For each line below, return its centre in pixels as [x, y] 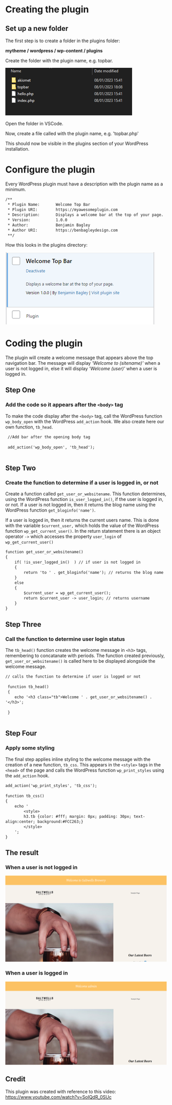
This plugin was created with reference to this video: [61, 1091]
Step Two [21, 468]
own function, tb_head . [29, 427]
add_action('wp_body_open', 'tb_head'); [51, 447]
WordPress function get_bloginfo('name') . [50, 510]
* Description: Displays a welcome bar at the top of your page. [85, 215]
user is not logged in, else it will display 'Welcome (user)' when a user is [81, 368]
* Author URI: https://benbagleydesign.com [62, 230]
